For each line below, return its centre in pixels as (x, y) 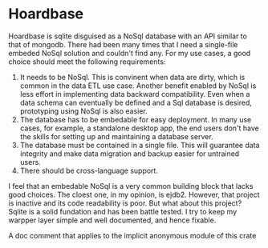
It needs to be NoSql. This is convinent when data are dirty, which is (132, 77)
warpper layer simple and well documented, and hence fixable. (112, 220)
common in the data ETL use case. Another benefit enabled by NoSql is (138, 86)
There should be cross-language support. (89, 170)
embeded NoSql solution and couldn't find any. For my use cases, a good (130, 53)
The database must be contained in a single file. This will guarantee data (140, 145)
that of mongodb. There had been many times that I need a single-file (123, 44)
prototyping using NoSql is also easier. (84, 111)
